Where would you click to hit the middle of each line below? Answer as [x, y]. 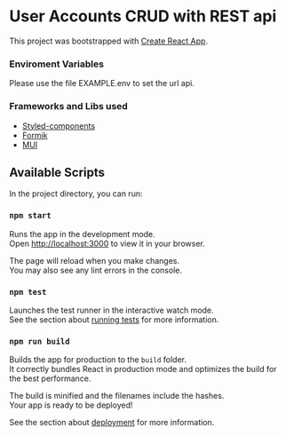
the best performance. [50, 378]
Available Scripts [57, 172]
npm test [28, 292]
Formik [35, 135]
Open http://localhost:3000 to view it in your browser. [107, 243]
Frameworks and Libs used [69, 107]
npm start [30, 216]
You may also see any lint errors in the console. [95, 270]
